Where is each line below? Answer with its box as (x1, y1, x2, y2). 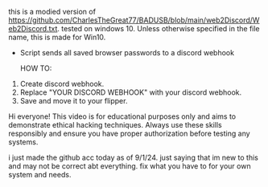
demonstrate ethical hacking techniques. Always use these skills (8, 120, 223, 129)
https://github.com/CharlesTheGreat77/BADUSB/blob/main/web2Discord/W (8, 15, 260, 25)
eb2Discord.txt (8, 24, 58, 33)
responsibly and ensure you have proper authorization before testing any (8, 128, 251, 138)
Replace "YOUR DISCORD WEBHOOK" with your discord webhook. (19, 87, 242, 97)
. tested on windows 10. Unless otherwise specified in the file (57, 24, 260, 33)
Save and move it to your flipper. (19, 96, 128, 105)
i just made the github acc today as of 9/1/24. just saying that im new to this (8, 152, 259, 162)
